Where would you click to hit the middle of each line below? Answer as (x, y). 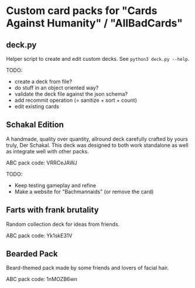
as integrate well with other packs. (47, 151)
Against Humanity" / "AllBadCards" (95, 23)
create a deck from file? (43, 81)
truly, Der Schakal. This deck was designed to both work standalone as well (97, 145)
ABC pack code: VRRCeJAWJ (42, 163)
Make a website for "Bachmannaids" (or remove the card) (84, 191)
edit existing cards (37, 106)
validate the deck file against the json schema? (71, 94)
